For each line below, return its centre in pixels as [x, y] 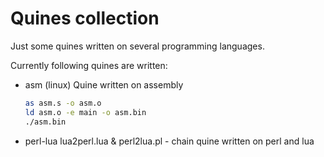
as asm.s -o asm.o [63, 103]
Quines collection [85, 18]
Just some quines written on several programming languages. [137, 46]
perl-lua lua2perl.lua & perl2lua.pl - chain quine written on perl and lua [169, 141]
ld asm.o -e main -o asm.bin [85, 112]
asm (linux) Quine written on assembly [104, 84]
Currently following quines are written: [89, 65]
